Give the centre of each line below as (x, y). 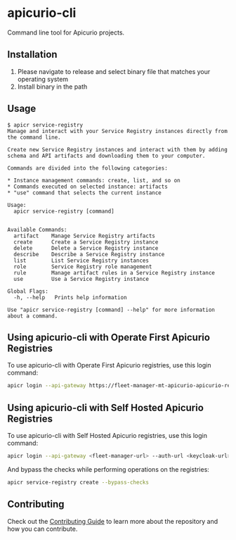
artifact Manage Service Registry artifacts (85, 236)
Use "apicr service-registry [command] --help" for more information (111, 310)
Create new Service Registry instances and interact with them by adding (118, 149)
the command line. (34, 137)
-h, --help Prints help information (71, 297)
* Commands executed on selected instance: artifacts (88, 187)
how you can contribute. (42, 529)
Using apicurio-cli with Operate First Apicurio (109, 337)
